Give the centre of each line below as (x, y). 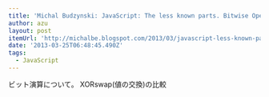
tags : (17, 53)
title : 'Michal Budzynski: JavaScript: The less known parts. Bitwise (128, 16)
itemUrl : (23, 38)
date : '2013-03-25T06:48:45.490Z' (66, 46)
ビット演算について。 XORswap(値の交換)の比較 (87, 84)
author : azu (28, 23)
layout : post (30, 30)
